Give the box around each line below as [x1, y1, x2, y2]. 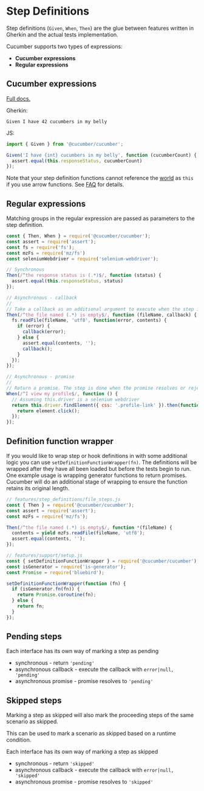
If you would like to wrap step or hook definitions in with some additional [6, 453, 188, 459]
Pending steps [6, 631, 63, 642]
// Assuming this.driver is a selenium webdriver [12, 396, 140, 403]
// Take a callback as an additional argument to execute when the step [6, 306, 194, 312]
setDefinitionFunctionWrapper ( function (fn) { [6, 581, 126, 587]
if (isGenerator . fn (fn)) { [12, 586, 80, 592]
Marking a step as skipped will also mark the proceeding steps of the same [6, 712, 194, 719]
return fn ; [17, 603, 45, 609]
